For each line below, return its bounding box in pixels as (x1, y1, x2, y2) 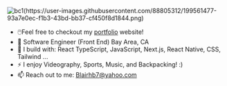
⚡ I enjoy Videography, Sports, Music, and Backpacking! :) (17, 60, 183, 69)
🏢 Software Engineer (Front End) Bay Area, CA (17, 38, 149, 46)
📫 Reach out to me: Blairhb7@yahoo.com (17, 71, 137, 79)
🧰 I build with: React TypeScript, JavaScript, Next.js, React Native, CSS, (17, 45, 221, 53)
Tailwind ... (17, 53, 48, 60)
